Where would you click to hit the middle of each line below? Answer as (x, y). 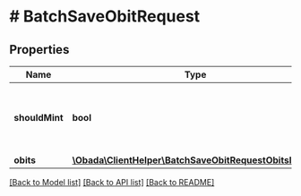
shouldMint (39, 118)
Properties (39, 50)
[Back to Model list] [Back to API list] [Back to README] (112, 182)
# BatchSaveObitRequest (105, 17)
